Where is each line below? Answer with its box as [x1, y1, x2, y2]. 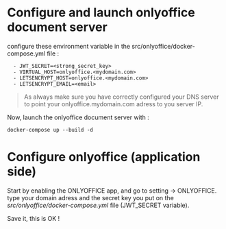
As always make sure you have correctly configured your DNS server [23, 93, 219, 101]
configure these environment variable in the [7, 42, 131, 50]
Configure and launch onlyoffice [7, 5, 195, 21]
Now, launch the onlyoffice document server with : [7, 113, 149, 121]
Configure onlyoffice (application [7, 149, 201, 165]
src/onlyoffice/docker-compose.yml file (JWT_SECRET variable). [7, 201, 190, 209]
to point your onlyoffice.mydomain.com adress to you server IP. [23, 99, 203, 108]
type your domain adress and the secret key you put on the [7, 193, 175, 202]
